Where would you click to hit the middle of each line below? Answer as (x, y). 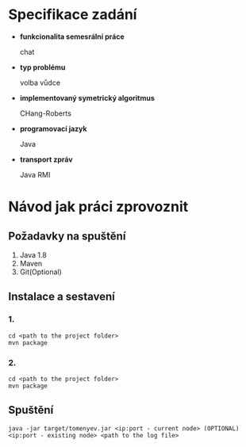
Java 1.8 (33, 254)
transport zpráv (46, 159)
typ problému (42, 67)
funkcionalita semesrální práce (72, 36)
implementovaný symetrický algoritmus (87, 97)
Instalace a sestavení (61, 297)
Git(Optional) (40, 272)
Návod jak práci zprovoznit (98, 207)
